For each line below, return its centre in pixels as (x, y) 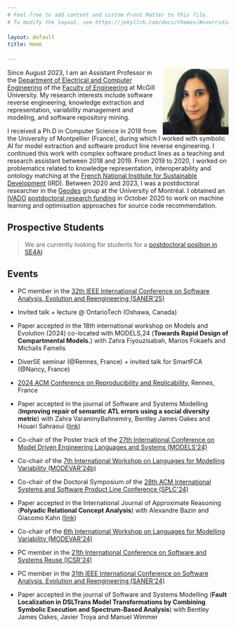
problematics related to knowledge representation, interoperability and (109, 168)
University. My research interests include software (80, 95)
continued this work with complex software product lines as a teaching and (116, 153)
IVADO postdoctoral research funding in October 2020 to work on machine (116, 198)
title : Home (25, 45)
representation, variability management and (70, 110)
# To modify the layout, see (50, 22)
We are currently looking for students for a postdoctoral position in (121, 244)
